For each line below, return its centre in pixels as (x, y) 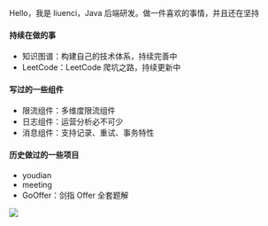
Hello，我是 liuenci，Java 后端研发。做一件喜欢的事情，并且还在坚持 (134, 13)
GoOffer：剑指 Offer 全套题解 (75, 195)
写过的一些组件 (36, 89)
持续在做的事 (32, 35)
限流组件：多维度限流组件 (69, 111)
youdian (37, 175)
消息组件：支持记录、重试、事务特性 (88, 133)
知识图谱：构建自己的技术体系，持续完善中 (100, 57)
